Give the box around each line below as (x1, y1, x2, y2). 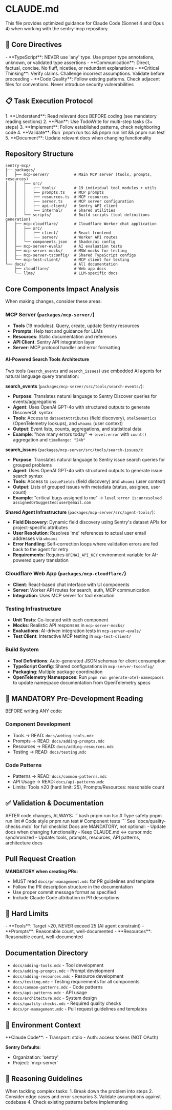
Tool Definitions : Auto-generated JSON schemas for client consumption (12, 657, 166, 664)
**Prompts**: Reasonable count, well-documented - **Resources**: (5, 929, 152, 935)
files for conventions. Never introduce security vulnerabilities (5, 81, 134, 87)
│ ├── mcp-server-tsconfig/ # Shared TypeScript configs (5, 253, 137, 258)
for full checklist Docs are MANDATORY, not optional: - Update (33, 823, 166, 830)
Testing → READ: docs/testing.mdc (12, 749, 87, 755)
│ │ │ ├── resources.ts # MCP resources (5, 194, 109, 200)
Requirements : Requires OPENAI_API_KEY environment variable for (12, 552, 151, 558)
